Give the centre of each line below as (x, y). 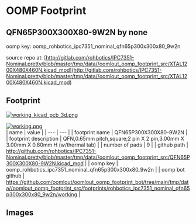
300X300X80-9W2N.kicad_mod (45, 163)
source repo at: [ (26, 58)
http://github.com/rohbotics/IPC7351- (51, 151)
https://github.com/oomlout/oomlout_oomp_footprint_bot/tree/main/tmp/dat (97, 182)
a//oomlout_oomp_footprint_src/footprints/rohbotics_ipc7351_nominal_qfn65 (98, 188)
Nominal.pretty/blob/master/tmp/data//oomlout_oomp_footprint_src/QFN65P (98, 157)
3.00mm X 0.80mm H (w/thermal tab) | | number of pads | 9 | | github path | (97, 145)
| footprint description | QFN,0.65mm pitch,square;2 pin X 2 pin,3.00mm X (95, 138)
